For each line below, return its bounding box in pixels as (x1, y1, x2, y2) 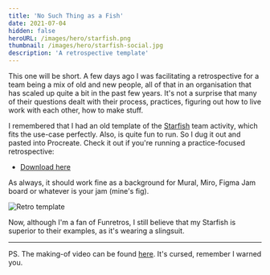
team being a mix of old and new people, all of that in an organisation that (8, 80, 252, 89)
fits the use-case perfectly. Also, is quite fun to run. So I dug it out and (8, 129, 241, 139)
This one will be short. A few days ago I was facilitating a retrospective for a (8, 72, 260, 80)
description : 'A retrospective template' (8, 49, 149, 57)
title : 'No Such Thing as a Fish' (8, 11, 125, 20)
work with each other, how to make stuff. (8, 105, 143, 115)
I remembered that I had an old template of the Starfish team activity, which (8, 121, 259, 130)
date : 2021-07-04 (8, 19, 67, 27)
